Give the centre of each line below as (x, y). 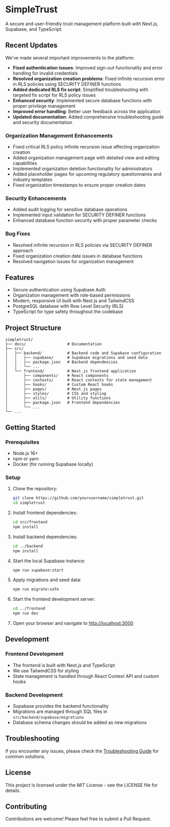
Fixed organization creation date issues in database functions (78, 256)
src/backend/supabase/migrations (48, 717)
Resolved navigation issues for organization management (73, 261)
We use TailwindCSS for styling (46, 670)
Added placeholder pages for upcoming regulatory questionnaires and (87, 174)
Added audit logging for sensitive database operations (70, 210)
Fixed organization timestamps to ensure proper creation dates (79, 185)
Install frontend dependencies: (45, 513)
